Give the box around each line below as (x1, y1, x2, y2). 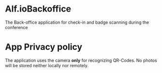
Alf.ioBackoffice (5, 3, 72, 15)
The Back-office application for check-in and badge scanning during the (5, 19, 149, 25)
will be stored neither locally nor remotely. (5, 62, 88, 68)
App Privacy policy (5, 42, 83, 53)
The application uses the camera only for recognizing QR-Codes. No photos (5, 57, 157, 63)
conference (5, 24, 28, 30)
